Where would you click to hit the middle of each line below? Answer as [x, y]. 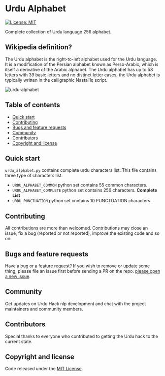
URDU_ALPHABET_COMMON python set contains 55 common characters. [80, 185]
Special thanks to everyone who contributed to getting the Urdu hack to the [82, 336]
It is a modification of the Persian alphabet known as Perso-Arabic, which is [82, 64]
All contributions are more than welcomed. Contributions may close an [77, 228]
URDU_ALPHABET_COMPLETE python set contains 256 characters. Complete [85, 190]
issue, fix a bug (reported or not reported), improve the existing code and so [82, 233]
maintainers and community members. [44, 309]
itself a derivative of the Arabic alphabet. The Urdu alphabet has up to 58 [79, 69]
